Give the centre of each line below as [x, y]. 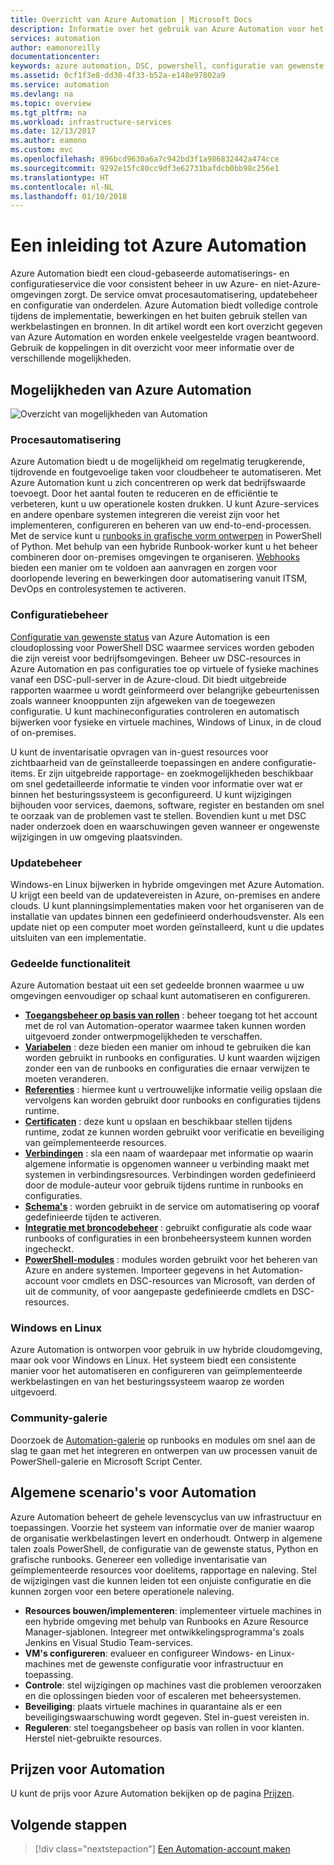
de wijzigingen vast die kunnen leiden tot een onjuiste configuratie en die [161, 1580]
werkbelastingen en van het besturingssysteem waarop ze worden [147, 1382]
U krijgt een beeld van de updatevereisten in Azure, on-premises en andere [165, 895]
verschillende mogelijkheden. [71, 358]
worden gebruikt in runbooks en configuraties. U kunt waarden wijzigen [172, 1058]
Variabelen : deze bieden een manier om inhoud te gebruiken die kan [168, 1047]
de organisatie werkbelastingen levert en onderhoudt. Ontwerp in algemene [166, 1538]
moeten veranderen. [66, 1079]
